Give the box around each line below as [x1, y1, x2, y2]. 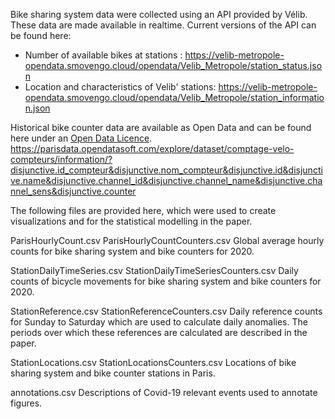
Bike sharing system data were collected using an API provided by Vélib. [10, 9, 308, 20]
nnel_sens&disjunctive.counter [10, 185, 137, 197]
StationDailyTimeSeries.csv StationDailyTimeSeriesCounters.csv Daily [10, 265, 299, 276]
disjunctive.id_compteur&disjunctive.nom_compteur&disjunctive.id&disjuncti [10, 164, 323, 176]
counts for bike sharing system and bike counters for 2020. [10, 245, 255, 257]
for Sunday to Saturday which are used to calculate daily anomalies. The [10, 316, 308, 328]
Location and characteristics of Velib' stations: [24, 81, 217, 93]
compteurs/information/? [10, 154, 113, 165]
